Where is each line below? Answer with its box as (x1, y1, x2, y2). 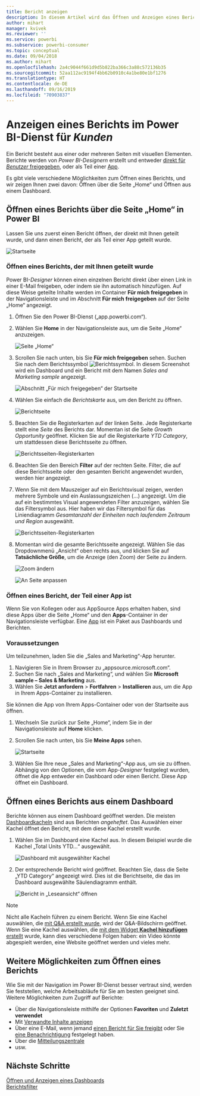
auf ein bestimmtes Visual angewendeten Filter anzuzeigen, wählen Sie (14, 498, 190, 505)
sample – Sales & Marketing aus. (14, 677, 96, 684)
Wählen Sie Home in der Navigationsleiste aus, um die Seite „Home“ (14, 324, 182, 331)
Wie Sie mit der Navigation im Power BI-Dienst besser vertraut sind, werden (6, 981, 192, 988)
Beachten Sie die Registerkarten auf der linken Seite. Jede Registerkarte (14, 419, 192, 426)
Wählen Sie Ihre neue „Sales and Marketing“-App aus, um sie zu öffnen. (14, 760, 192, 767)
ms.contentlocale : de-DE (6, 81, 68, 87)
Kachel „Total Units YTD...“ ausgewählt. (14, 843, 111, 850)
